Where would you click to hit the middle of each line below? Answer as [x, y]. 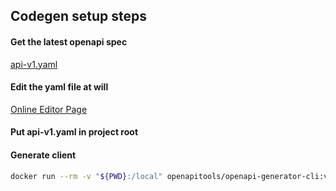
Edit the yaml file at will [59, 87]
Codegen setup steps [78, 16]
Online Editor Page [49, 109]
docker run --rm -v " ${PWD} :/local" [86, 176]
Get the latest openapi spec [69, 41]
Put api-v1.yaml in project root [74, 132]
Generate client [43, 155]
